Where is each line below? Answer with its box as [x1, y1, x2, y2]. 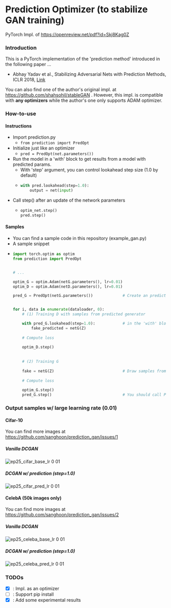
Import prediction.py [12, 134, 56, 140]
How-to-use [5, 110, 37, 117]
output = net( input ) [30, 188, 74, 193]
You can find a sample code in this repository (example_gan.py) [12, 235, 147, 242]
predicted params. [12, 161, 52, 167]
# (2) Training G [22, 359, 59, 364]
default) [20, 172, 37, 179]
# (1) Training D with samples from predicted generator [22, 312, 146, 317]
